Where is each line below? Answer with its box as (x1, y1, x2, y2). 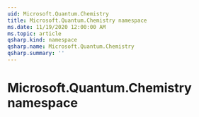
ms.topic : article (7, 30, 62, 37)
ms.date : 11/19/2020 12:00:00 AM (7, 23, 106, 30)
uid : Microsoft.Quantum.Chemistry (7, 10, 110, 18)
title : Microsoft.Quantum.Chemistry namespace (7, 17, 147, 24)
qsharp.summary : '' (7, 50, 65, 57)
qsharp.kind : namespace (7, 37, 78, 44)
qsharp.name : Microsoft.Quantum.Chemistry (7, 43, 135, 50)
